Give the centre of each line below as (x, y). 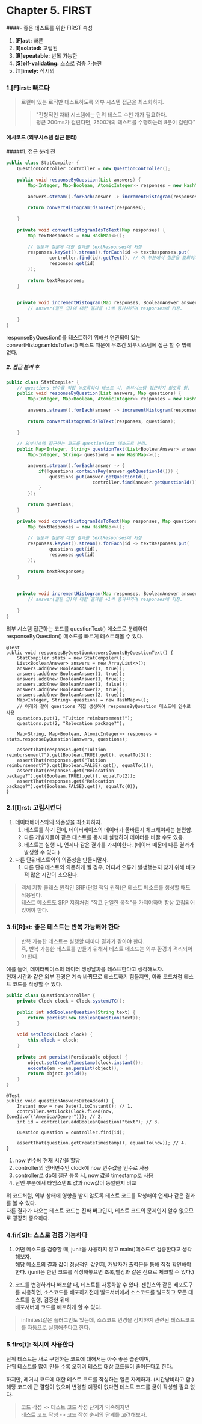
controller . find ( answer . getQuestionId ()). (146, 482)
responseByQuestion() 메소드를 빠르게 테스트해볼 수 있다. (75, 636)
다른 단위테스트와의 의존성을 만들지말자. (62, 860)
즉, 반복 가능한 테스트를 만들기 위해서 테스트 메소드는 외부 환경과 (96, 949)
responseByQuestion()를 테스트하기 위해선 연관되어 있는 (73, 337)
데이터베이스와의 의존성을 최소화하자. (58, 822)
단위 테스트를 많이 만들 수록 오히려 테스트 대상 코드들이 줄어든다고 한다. (90, 1366)
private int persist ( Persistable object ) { (72, 1057)
